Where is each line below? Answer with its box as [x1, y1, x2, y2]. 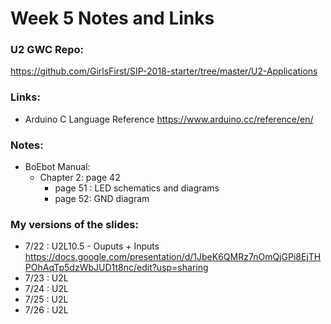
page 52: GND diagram [54, 193, 150, 205]
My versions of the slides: [10, 218, 139, 231]
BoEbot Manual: [24, 161, 91, 173]
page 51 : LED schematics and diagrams [54, 182, 220, 194]
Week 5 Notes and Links [10, 7, 215, 30]
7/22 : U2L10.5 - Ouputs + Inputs [24, 240, 160, 252]
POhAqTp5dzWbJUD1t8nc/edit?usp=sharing [24, 262, 209, 274]
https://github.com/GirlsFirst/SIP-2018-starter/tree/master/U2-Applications [10, 65, 318, 77]
